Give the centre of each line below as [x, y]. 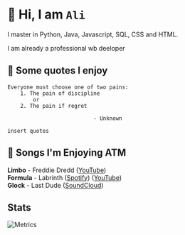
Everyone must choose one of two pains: [68, 87]
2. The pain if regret [54, 106]
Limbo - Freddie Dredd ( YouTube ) [57, 170]
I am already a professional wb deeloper [67, 48]
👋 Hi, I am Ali [46, 15]
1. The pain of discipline [60, 93]
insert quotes [28, 131]
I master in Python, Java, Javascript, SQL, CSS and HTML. [93, 34]
